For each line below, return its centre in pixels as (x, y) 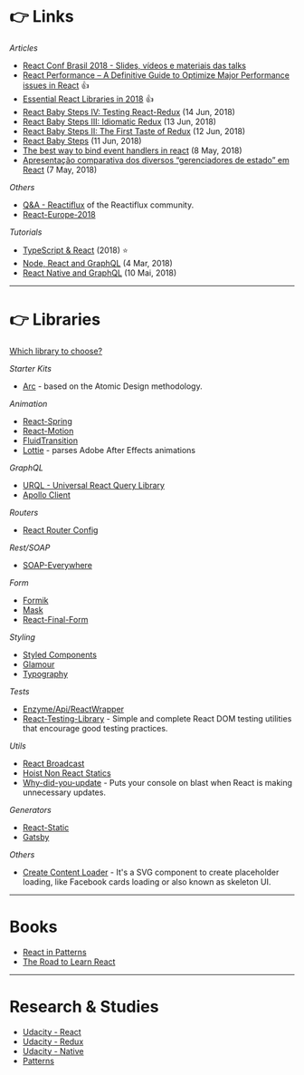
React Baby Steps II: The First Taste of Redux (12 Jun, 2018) (134, 131)
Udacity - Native (53, 1051)
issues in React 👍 (56, 85)
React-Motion (48, 431)
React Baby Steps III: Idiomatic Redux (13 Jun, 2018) (119, 121)
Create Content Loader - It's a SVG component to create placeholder (151, 872)
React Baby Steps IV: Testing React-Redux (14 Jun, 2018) (128, 111)
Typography (45, 673)
